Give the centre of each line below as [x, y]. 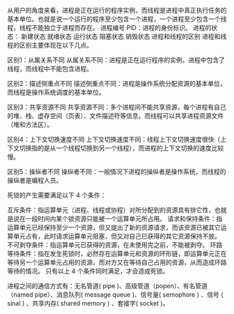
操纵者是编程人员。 [35, 180]
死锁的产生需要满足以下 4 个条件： [57, 195]
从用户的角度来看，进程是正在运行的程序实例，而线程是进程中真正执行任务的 [117, 10]
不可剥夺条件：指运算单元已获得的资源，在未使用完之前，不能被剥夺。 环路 [115, 245]
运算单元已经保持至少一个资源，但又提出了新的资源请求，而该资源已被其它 [114, 227]
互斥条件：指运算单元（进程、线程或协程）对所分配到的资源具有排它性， [111, 210]
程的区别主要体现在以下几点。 [50, 45]
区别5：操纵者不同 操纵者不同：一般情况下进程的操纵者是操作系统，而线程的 [117, 172]
